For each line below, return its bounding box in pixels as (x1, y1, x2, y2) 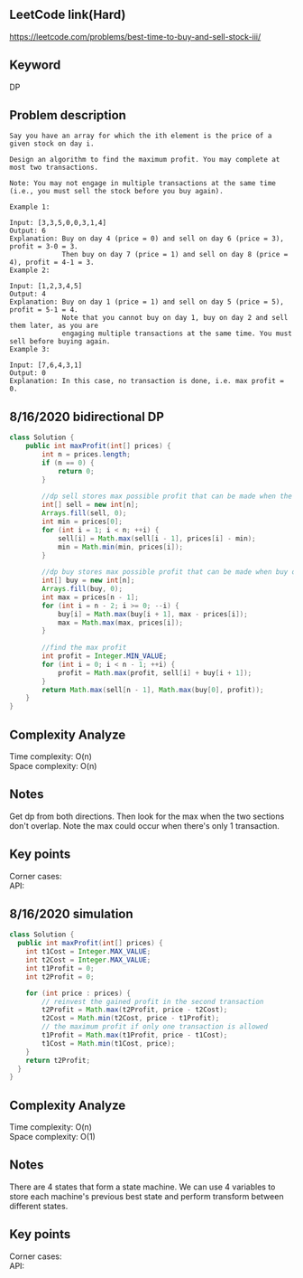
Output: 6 (9, 226, 47, 236)
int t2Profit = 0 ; (25, 972, 95, 982)
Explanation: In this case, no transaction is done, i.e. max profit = (9, 377, 284, 386)
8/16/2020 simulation (9, 906, 133, 921)
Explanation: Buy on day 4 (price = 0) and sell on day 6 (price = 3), (9, 234, 284, 243)
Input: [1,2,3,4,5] (9, 282, 83, 291)
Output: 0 (9, 369, 47, 378)
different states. (9, 1200, 69, 1211)
